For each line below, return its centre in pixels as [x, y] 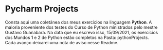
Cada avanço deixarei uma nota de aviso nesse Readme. [62, 42]
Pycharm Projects [42, 9]
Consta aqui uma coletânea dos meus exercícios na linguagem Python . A [79, 22]
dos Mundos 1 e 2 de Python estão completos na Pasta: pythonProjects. [77, 37]
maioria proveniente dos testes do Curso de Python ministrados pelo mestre [81, 27]
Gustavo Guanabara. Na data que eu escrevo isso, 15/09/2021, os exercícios [81, 32]
